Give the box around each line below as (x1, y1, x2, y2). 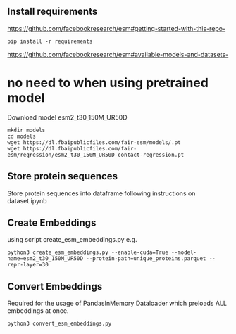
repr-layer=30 (7, 262, 49, 269)
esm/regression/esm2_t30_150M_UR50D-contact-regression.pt (7, 151, 185, 158)
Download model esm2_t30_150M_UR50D (7, 113, 128, 122)
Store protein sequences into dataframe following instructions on (7, 189, 196, 198)
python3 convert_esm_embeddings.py (7, 320, 112, 328)
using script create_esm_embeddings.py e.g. (7, 236, 137, 244)
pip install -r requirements (7, 38, 93, 45)
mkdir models (7, 127, 46, 134)
